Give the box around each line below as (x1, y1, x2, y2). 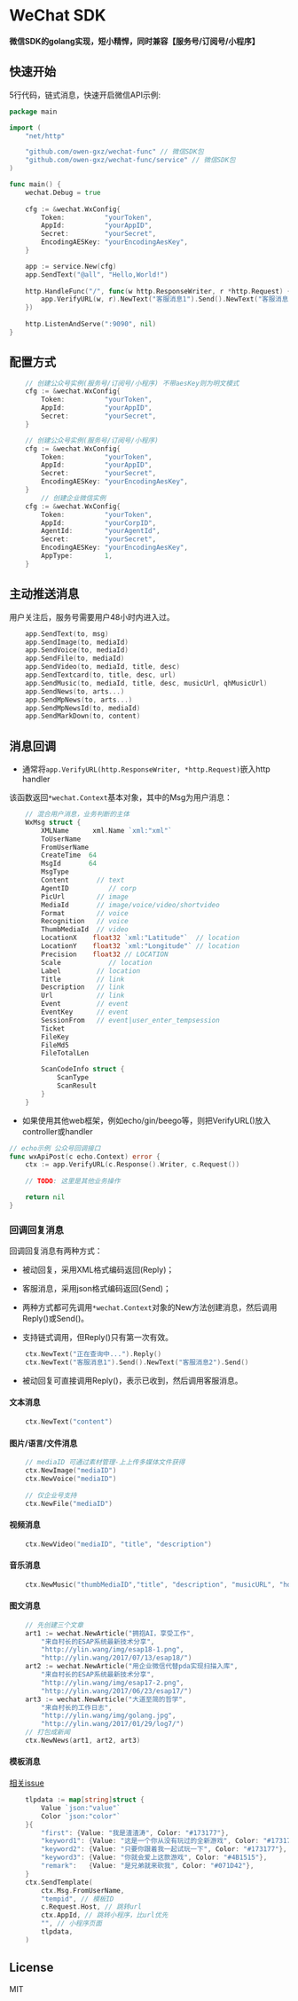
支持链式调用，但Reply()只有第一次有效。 (21, 1332, 173, 1343)
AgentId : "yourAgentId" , (41, 527, 161, 536)
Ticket (41, 1024, 66, 1033)
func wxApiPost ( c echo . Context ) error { (9, 1152, 161, 1161)
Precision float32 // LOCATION (41, 950, 169, 959)
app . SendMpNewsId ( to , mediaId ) (25, 703, 141, 712)
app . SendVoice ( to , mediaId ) (25, 646, 129, 655)
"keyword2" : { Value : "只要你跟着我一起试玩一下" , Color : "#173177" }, (41, 1845, 287, 1854)
